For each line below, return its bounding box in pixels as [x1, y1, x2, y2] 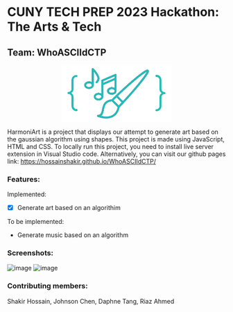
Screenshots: [7, 248, 54, 258]
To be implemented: [7, 218, 64, 226]
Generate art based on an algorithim [17, 204, 121, 212]
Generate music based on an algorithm [17, 231, 129, 239]
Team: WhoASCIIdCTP [7, 46, 107, 58]
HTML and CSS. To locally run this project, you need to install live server [7, 142, 214, 150]
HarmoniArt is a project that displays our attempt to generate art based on [7, 128, 218, 136]
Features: [7, 174, 40, 184]
